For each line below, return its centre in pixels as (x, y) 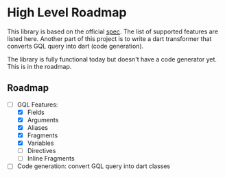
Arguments (43, 120)
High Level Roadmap (67, 13)
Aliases (37, 127)
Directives (42, 151)
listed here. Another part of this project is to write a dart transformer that (109, 38)
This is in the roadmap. (39, 66)
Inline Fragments (51, 159)
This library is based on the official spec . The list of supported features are (113, 31)
